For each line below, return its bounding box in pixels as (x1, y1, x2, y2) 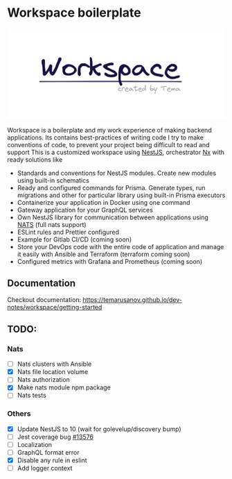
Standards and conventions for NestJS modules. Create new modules (17, 169, 217, 177)
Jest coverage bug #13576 (17, 432, 93, 441)
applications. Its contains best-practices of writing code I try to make (7, 133, 204, 142)
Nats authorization (17, 376, 71, 384)
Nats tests (17, 391, 46, 400)
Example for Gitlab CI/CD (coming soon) (17, 235, 132, 244)
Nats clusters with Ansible (17, 360, 92, 369)
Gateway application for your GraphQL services (17, 205, 154, 214)
